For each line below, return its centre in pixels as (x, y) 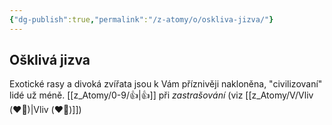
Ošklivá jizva (50, 60)
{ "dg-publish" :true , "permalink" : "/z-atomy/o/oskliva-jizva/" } (141, 19)
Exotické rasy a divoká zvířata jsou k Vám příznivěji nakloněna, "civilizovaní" (166, 84)
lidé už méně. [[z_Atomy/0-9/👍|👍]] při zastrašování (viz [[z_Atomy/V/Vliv (161, 95)
